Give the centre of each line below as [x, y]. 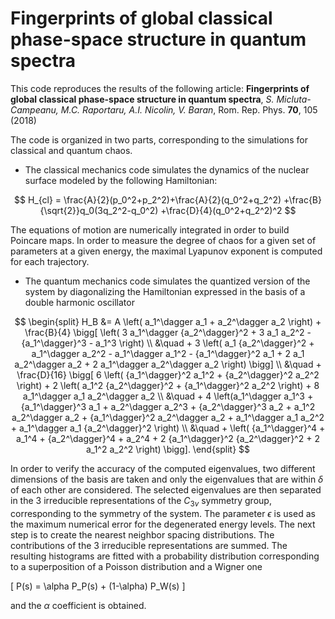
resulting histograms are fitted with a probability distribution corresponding [165, 556]
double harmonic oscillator [79, 302]
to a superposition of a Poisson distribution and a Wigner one [136, 566]
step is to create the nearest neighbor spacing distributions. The [142, 534]
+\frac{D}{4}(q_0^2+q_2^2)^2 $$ [228, 210]
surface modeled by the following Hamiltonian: [121, 180]
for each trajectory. [50, 261]
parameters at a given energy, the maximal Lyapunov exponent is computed [166, 251]
